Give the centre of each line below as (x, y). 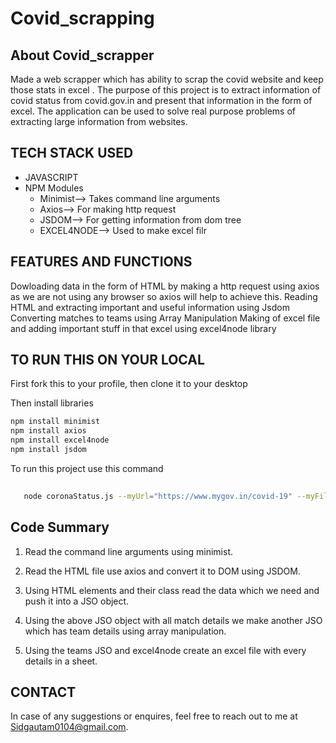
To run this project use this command (87, 468)
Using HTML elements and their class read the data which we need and (172, 590)
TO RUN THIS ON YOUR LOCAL (107, 360)
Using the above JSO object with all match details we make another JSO (173, 620)
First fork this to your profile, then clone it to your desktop (129, 384)
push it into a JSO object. (77, 601)
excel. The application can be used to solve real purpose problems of (153, 111)
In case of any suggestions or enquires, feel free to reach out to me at (154, 716)
